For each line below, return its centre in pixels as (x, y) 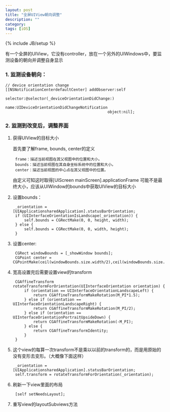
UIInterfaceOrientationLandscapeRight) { (57, 304)
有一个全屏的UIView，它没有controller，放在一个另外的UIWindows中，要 (81, 54)
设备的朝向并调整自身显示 (36, 60)
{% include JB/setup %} (30, 43)
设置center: (25, 243)
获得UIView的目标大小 (36, 138)
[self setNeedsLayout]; (40, 394)
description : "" (22, 19)
